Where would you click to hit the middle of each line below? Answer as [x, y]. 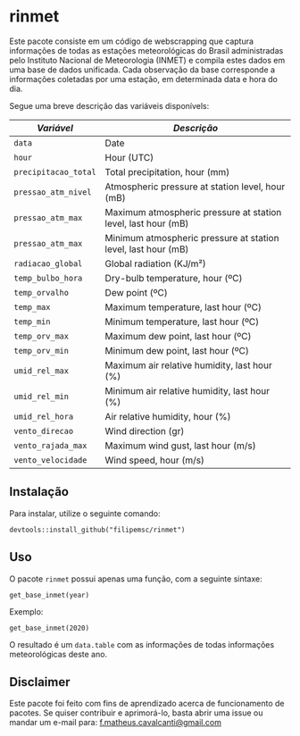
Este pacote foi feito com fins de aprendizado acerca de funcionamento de [147, 704]
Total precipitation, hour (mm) [167, 171]
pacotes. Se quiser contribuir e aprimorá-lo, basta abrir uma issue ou [136, 713]
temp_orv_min [42, 351]
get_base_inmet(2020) [50, 628]
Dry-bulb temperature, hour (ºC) [174, 278]
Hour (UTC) [129, 157]
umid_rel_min [42, 396]
